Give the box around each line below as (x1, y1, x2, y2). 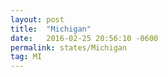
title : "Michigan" (10, 24, 92, 34)
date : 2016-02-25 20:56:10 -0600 (10, 33, 159, 43)
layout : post (10, 14, 65, 25)
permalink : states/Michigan (10, 42, 128, 53)
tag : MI (10, 52, 43, 62)
